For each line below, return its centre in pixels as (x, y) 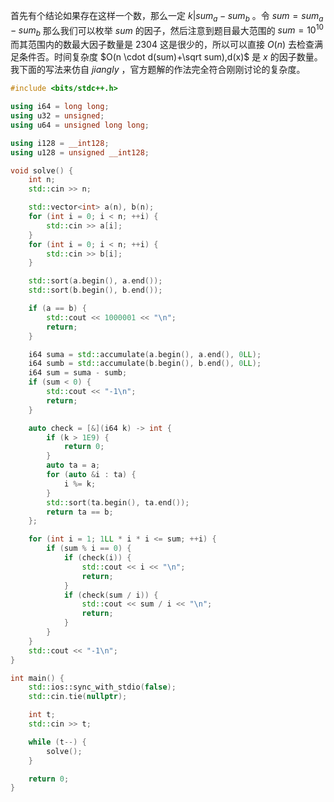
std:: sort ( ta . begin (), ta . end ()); (118, 502)
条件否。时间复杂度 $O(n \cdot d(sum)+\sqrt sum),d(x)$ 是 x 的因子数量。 (170, 57)
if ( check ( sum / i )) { (111, 595)
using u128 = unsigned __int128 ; (80, 152)
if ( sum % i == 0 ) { (89, 549)
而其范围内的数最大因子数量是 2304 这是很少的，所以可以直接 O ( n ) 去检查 (162, 45)
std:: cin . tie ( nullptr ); (78, 697)
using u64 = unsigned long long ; (80, 125)
